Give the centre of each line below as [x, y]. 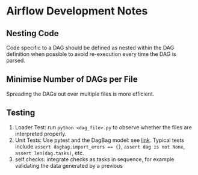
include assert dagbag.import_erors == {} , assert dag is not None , [100, 146]
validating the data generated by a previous [69, 165]
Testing [21, 113]
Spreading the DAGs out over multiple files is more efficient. [80, 94]
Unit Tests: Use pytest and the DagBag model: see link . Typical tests [100, 140]
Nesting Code [32, 33]
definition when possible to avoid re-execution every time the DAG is [91, 54]
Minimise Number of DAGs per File [72, 79]
